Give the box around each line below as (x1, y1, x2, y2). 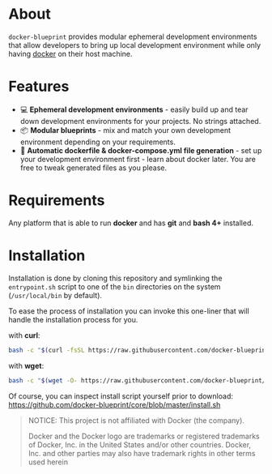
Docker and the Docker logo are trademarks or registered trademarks (28, 431, 261, 441)
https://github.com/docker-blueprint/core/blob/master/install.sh (8, 399, 221, 409)
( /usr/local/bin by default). (8, 290, 103, 300)
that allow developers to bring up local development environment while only (8, 40, 261, 49)
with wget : (8, 361, 45, 370)
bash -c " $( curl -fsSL (8, 346, 85, 354)
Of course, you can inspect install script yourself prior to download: (8, 391, 233, 401)
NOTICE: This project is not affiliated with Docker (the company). (28, 415, 245, 425)
